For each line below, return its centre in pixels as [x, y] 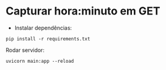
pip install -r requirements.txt [48, 39]
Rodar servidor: [25, 50]
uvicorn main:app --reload [40, 61]
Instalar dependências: [43, 28]
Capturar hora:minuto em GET [83, 11]
